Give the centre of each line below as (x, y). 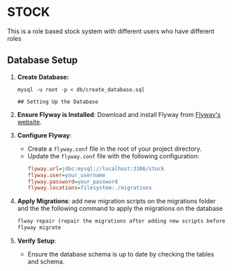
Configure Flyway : (44, 135)
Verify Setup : (37, 241)
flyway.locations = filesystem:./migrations (90, 188)
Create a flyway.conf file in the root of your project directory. (115, 149)
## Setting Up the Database (57, 102)
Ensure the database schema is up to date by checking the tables (121, 254)
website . (29, 122)
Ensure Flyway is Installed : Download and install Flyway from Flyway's (119, 114)
